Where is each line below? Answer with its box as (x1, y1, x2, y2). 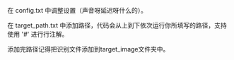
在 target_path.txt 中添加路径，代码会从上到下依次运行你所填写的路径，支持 (7, 21, 228, 30)
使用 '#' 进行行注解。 (7, 30, 69, 38)
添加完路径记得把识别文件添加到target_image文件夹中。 (7, 45, 170, 53)
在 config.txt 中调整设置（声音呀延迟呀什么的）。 (7, 6, 147, 14)
